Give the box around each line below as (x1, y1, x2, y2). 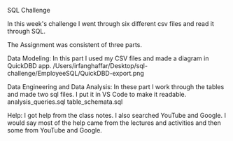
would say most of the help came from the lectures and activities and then (7, 119, 222, 127)
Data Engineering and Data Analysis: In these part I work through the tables (7, 83, 225, 90)
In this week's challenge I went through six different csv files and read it (7, 20, 215, 27)
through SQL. (7, 27, 46, 35)
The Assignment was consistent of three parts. (7, 41, 142, 48)
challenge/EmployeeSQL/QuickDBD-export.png (7, 69, 145, 77)
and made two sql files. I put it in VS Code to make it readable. (7, 90, 187, 98)
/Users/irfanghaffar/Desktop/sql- (52, 62, 148, 69)
